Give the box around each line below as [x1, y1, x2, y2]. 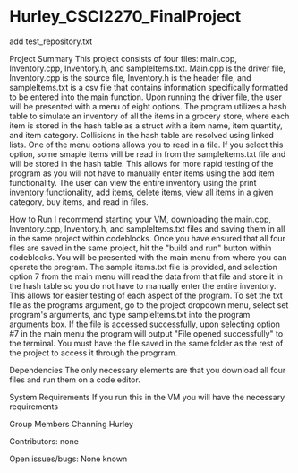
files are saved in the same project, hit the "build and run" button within [9, 242, 272, 253]
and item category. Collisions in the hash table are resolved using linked [9, 129, 275, 140]
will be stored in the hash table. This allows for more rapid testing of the [9, 158, 274, 169]
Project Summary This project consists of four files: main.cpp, [9, 53, 237, 64]
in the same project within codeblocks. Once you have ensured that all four [9, 232, 286, 243]
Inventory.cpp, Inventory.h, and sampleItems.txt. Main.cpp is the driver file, [9, 63, 286, 74]
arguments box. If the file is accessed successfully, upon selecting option [9, 319, 280, 329]
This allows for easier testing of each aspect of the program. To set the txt [9, 290, 284, 301]
